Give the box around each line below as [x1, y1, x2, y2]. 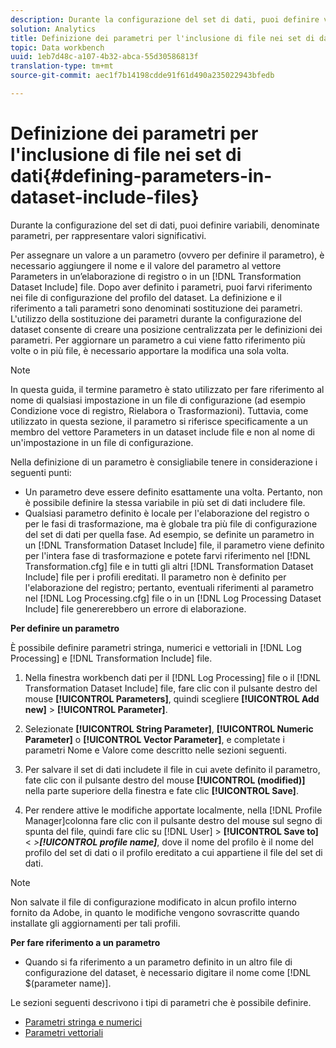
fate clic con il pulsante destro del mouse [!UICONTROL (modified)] [24, 774, 306, 786]
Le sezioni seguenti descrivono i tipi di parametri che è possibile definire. [10, 996, 312, 1008]
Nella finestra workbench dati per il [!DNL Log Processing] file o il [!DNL [24, 671, 322, 683]
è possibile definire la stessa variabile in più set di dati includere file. [24, 496, 306, 508]
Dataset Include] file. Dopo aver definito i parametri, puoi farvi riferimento [10, 281, 313, 293]
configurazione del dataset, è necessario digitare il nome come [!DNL [24, 966, 312, 978]
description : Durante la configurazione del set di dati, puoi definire [10, 14, 320, 25]
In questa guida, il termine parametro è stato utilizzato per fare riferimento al [10, 383, 325, 395]
